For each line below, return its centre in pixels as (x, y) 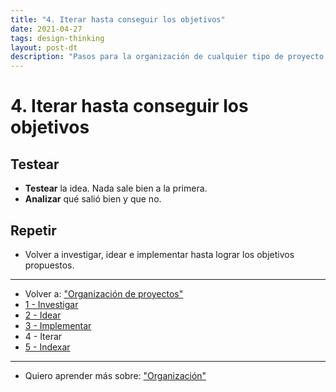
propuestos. (49, 265)
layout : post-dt (44, 47)
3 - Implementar (58, 325)
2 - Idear (43, 315)
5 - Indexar (47, 347)
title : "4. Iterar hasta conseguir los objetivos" (118, 19)
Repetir (33, 230)
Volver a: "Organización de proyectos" (104, 293)
